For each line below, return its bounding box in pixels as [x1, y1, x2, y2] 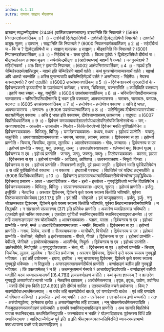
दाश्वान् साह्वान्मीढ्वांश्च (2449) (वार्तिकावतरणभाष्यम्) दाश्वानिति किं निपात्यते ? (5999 [5, 29, 138, 35]
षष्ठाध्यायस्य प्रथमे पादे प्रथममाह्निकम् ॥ [5, 321, 62, 327]
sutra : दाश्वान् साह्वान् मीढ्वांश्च [5, 12, 53, 17]
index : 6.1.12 [5, 7, 34, 12]
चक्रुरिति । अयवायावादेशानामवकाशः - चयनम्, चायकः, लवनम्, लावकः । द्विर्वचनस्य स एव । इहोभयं [5, 134, 154, 140]
